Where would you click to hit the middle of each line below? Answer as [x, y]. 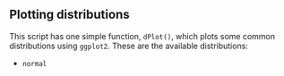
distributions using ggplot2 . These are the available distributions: [129, 46]
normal [34, 63]
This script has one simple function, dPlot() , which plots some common [142, 36]
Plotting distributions [69, 15]
